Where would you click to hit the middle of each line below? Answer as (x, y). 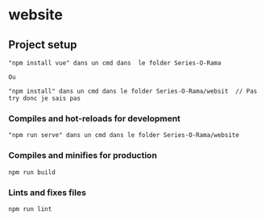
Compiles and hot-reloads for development (95, 118)
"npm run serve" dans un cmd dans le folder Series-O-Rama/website (124, 135)
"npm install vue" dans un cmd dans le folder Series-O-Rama (115, 63)
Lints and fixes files (48, 193)
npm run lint (30, 209)
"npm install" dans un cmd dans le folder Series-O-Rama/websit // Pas (133, 91)
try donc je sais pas (45, 98)
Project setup (43, 45)
